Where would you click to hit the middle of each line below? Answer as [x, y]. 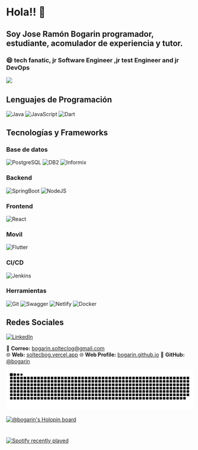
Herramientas [26, 291]
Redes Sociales [35, 323]
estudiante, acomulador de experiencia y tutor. [95, 43]
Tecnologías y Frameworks [57, 133]
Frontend [20, 206]
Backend [19, 178]
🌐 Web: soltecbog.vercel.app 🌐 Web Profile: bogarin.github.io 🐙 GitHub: [95, 355]
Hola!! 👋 [26, 12]
